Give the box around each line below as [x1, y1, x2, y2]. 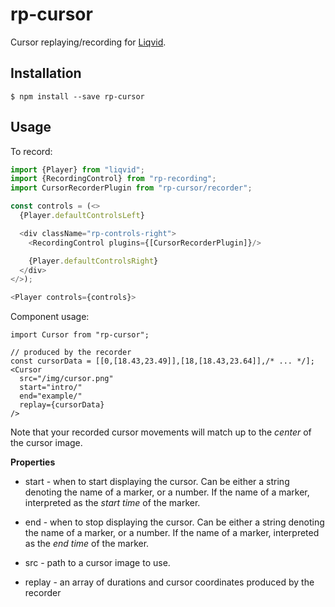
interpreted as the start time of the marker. [24, 497, 201, 509]
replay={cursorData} [19, 400, 105, 410]
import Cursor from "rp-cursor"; [10, 330, 150, 340]
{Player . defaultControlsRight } [28, 256, 159, 266]
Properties [10, 456, 56, 468]
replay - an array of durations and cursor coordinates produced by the [24, 576, 315, 588]
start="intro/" [19, 383, 83, 393]
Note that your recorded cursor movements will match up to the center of [10, 426, 312, 438]
